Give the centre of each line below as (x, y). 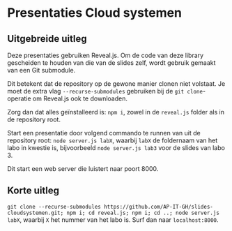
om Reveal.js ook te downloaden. (80, 98)
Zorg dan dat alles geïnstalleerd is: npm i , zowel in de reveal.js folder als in (116, 112)
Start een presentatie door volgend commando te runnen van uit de (104, 133)
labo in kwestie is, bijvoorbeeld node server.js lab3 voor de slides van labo (116, 148)
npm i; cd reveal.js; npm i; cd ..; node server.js (143, 213)
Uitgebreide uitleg (47, 39)
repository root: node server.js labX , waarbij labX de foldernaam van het (113, 140)
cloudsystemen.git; (36, 213)
